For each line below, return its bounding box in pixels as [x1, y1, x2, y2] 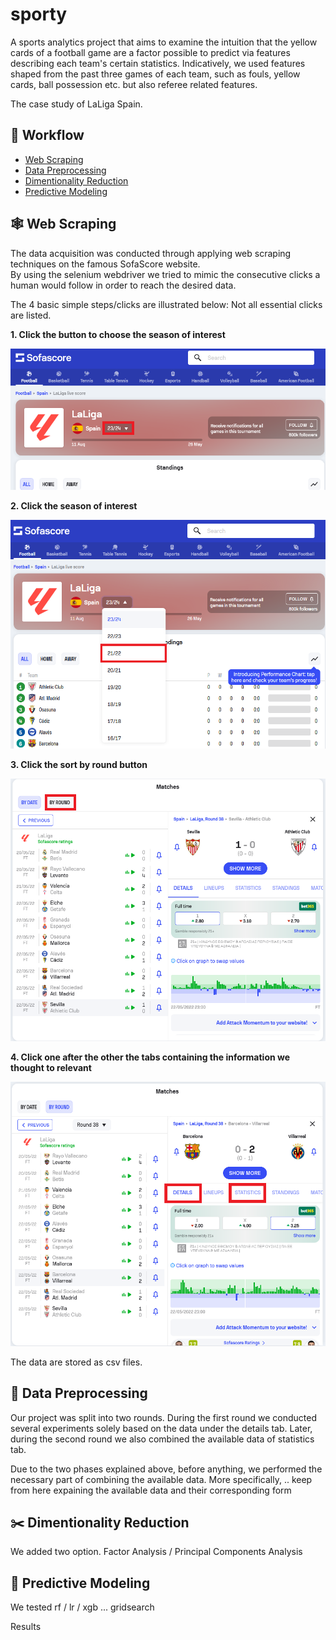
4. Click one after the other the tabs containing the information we [10, 1051, 291, 1063]
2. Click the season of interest [10, 500, 138, 512]
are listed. [10, 309, 52, 321]
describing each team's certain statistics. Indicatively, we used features [10, 57, 306, 69]
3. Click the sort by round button [10, 758, 148, 770]
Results [10, 1621, 42, 1633]
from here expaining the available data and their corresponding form [10, 1484, 292, 1496]
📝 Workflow [10, 127, 85, 144]
